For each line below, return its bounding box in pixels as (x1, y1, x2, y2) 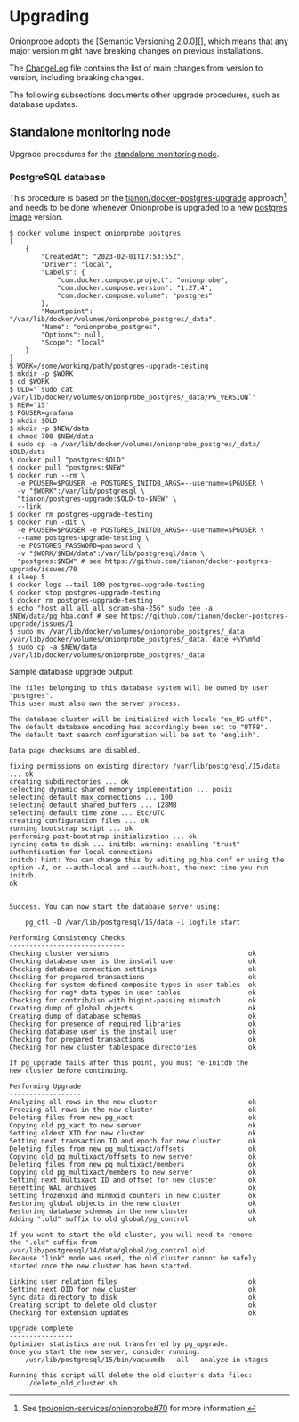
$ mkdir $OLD (9, 416, 58, 425)
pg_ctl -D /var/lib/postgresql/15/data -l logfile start (25, 918, 241, 927)
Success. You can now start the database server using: (9, 902, 221, 911)
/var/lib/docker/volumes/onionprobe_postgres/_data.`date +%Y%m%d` (9, 635, 265, 644)
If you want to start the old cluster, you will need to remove (9, 1230, 253, 1239)
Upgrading (9, 6, 90, 27)
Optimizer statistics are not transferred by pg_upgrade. (9, 1339, 229, 1349)
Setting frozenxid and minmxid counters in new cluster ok (9, 1191, 256, 1200)
